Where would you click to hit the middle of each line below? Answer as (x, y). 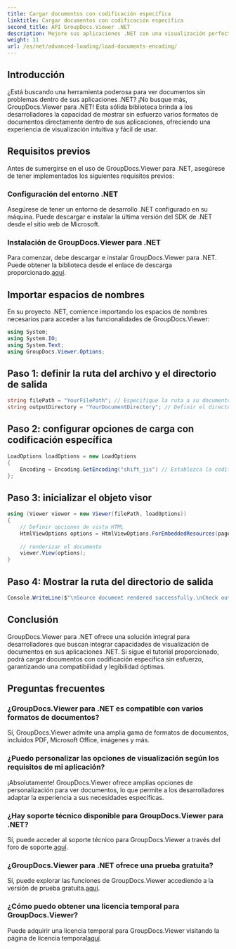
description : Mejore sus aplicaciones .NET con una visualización (106, 33)
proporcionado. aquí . (37, 273)
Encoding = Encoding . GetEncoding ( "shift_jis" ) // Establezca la (116, 469)
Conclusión (33, 620)
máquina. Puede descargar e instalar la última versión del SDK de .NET (110, 217)
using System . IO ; (33, 338)
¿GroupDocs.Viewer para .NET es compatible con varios (105, 709)
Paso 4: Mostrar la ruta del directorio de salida (110, 582)
